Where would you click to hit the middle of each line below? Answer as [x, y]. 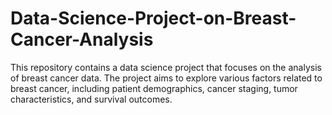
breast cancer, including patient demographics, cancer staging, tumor [154, 88]
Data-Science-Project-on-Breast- [153, 18]
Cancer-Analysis [82, 39]
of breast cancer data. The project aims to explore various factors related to [166, 78]
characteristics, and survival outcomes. [91, 99]
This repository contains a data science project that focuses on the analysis [166, 67]
